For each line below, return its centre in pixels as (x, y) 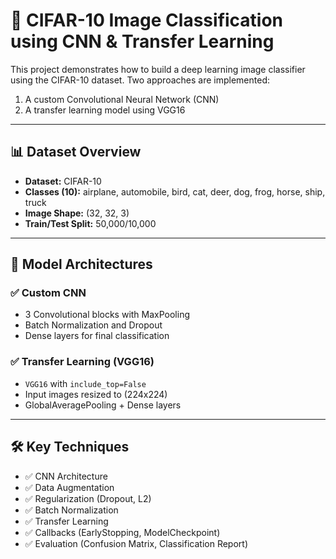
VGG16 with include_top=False (85, 383)
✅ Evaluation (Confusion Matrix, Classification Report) (136, 543)
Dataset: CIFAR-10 (63, 181)
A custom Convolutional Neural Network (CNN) (122, 99)
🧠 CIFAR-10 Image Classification (147, 20)
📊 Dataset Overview (76, 152)
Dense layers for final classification (97, 336)
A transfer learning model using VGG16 (105, 110)
